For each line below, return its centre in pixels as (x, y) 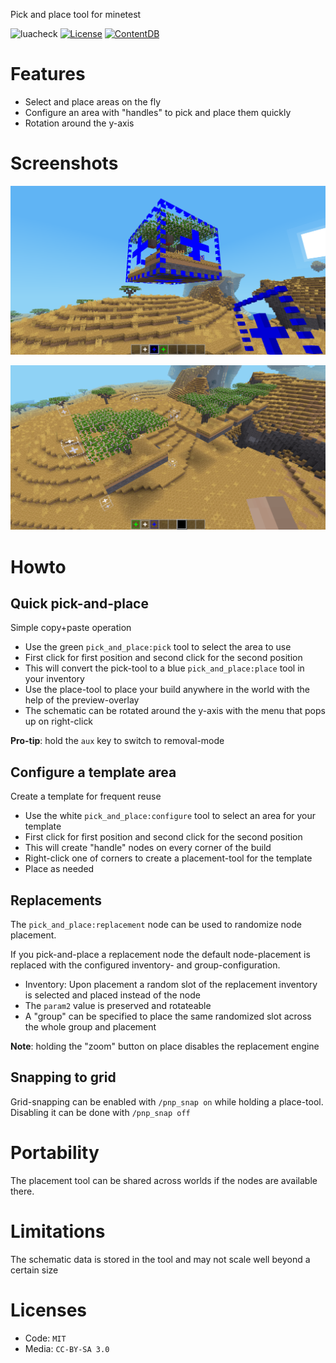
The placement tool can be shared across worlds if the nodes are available (164, 1180)
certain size (34, 1270)
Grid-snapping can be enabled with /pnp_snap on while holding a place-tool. (167, 1101)
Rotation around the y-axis (79, 123)
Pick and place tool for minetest (76, 14)
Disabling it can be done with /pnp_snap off (100, 1112)
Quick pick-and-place (79, 603)
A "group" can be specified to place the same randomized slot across (168, 1016)
